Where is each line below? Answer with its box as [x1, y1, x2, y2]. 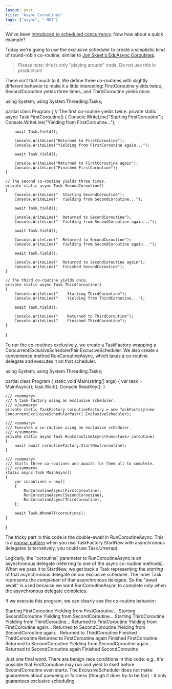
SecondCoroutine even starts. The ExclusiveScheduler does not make [5, 667, 153, 673]
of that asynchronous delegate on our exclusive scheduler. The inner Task [5, 572, 162, 578]
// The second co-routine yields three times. [5, 179, 106, 184]
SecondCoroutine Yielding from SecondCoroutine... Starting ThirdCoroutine [5, 613, 165, 620]
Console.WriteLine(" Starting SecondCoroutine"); [14, 192, 125, 198]
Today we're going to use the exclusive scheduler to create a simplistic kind [5, 47, 165, 53]
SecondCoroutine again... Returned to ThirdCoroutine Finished [5, 630, 137, 636]
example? [5, 37, 26, 43]
